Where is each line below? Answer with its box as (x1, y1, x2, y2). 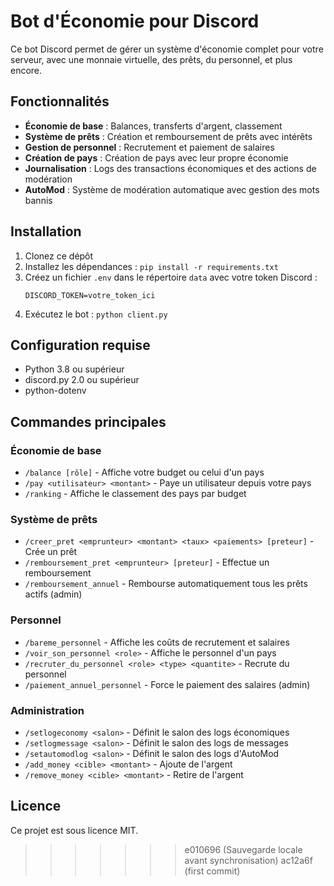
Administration (10, 703, 85, 717)
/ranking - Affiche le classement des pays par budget (24, 488, 247, 500)
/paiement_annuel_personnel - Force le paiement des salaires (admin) (24, 678, 311, 690)
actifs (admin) (24, 588, 83, 600)
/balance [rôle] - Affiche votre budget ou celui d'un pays (24, 466, 265, 479)
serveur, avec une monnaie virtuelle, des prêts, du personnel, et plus (10, 53, 293, 65)
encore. (10, 64, 43, 76)
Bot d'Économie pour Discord (10, 10, 260, 33)
